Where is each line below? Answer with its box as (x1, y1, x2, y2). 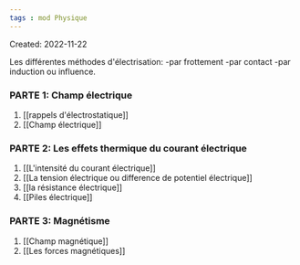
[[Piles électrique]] (22, 192, 93, 203)
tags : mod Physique (9, 13, 88, 23)
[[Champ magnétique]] (22, 235, 109, 247)
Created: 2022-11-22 (9, 38, 88, 49)
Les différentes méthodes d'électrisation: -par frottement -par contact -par (9, 56, 292, 67)
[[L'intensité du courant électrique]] (22, 163, 157, 174)
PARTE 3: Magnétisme (9, 215, 111, 228)
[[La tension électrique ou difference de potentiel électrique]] (22, 173, 253, 184)
